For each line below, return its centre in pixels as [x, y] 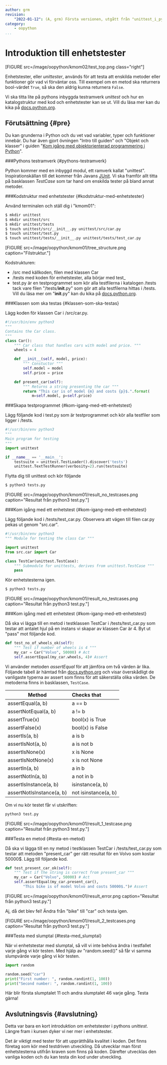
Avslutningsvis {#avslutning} [52, 1014]
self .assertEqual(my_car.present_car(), [56, 882]
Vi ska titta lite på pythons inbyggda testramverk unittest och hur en [75, 97]
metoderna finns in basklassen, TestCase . [47, 682]
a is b [78, 736]
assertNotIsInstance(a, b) [37, 792]
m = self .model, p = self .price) [62, 396]
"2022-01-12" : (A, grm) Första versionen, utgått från [72, 19]
